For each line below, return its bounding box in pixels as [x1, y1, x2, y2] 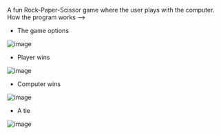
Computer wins [17, 80, 61, 88]
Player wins [17, 53, 50, 61]
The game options [17, 27, 70, 34]
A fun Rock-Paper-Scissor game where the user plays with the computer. [7, 6, 215, 14]
